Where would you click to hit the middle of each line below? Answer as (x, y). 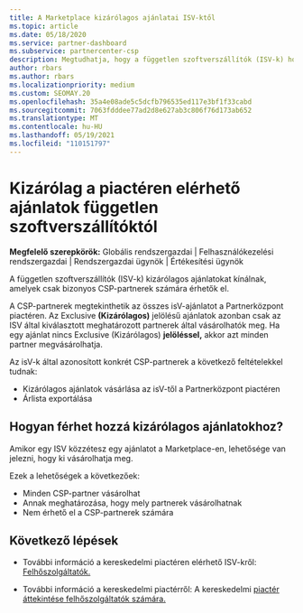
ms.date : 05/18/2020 (48, 34)
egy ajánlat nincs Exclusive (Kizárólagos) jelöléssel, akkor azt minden (139, 334)
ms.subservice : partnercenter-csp (74, 51)
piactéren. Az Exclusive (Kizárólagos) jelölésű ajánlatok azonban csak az (145, 315)
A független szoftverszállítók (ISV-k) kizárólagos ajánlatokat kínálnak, (138, 279)
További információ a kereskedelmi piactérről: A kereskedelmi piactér (151, 590)
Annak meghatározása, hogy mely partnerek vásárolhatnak (132, 503)
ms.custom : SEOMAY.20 (50, 93)
